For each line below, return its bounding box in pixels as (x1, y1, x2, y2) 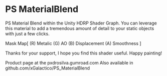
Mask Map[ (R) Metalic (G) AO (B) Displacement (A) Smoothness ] (5, 40, 141, 46)
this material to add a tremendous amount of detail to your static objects (5, 25, 154, 31)
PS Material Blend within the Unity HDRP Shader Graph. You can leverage (5, 20, 157, 26)
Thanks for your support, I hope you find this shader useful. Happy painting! (5, 50, 162, 56)
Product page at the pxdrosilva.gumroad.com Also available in (5, 59, 134, 65)
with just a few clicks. (5, 30, 50, 36)
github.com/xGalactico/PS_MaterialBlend (5, 65, 90, 71)
